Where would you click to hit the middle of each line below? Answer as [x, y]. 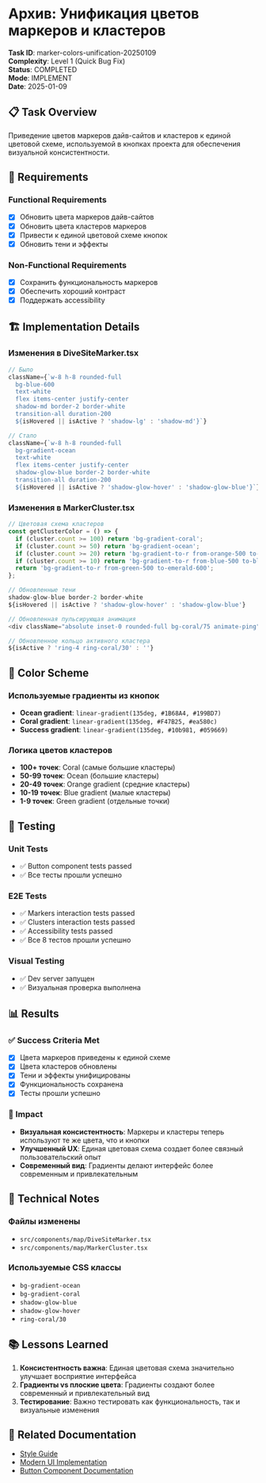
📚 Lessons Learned [58, 1345]
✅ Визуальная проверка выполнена [80, 987]
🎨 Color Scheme [49, 672]
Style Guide [38, 1454]
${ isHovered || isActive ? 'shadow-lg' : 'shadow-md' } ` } [111, 421]
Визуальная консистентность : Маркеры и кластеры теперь [122, 1131]
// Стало [23, 436]
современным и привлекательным [79, 1174]
